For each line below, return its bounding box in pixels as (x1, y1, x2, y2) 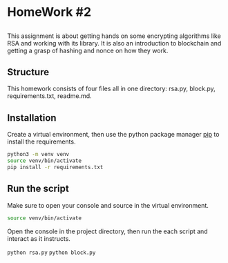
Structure (7, 66, 50, 78)
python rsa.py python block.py (7, 249, 96, 256)
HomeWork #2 (7, 4, 92, 20)
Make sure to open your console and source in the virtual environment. (7, 201, 209, 209)
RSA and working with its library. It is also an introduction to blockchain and (7, 39, 222, 47)
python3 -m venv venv (7, 151, 70, 158)
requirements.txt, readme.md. (7, 92, 92, 100)
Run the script (7, 183, 69, 195)
